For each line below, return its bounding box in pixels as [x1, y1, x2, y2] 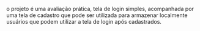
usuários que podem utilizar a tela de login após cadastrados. [6, 18, 162, 25]
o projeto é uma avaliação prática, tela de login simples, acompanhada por [6, 5, 194, 12]
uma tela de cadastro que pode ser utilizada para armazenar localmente [6, 12, 188, 19]
